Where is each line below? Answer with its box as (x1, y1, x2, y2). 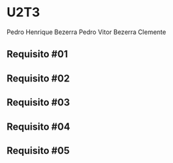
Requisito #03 (6, 96, 70, 108)
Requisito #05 (6, 145, 70, 157)
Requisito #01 (6, 48, 68, 60)
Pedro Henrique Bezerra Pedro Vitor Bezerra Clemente (6, 28, 167, 36)
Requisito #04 (6, 120, 70, 133)
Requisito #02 (6, 72, 70, 84)
